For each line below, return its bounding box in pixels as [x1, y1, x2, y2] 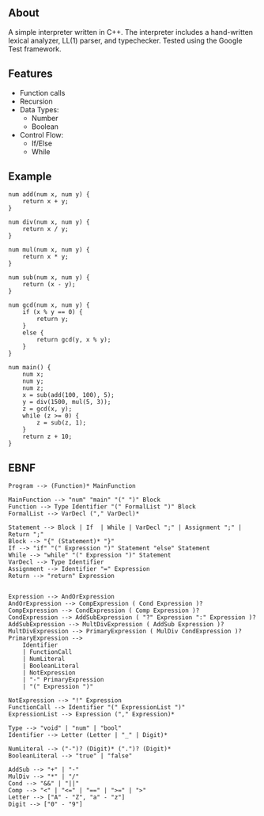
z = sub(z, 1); [36, 419, 87, 427]
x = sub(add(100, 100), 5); [22, 391, 115, 399]
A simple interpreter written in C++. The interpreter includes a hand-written [8, 27, 254, 36]
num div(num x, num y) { [8, 218, 90, 226]
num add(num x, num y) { [8, 191, 90, 198]
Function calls [19, 88, 66, 97]
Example [8, 170, 52, 183]
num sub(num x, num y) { [8, 274, 90, 281]
